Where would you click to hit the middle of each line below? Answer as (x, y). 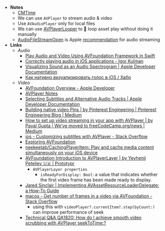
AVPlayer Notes (42, 93)
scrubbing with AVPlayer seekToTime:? (66, 223)
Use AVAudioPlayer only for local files (56, 23)
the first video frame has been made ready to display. (96, 180)
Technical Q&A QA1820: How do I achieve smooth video (83, 218)
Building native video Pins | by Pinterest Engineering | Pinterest (91, 109)
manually (27, 34)
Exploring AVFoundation (50, 142)
